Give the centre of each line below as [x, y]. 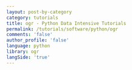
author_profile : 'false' [38, 40]
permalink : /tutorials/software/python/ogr [62, 29]
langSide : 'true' [28, 57]
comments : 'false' [30, 35]
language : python [28, 46]
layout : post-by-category [39, 12]
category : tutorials [33, 18]
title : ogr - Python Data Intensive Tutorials [66, 23]
